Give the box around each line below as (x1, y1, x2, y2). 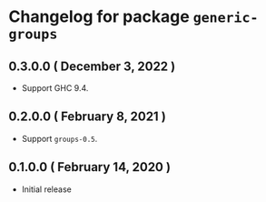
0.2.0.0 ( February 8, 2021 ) (8, 109, 167, 125)
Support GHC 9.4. (21, 83, 89, 93)
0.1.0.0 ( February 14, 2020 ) (8, 159, 172, 175)
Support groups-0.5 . (21, 133, 98, 144)
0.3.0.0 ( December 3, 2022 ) (8, 58, 176, 74)
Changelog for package (8, 6, 190, 27)
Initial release (21, 184, 72, 195)
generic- (192, 9, 259, 26)
